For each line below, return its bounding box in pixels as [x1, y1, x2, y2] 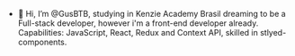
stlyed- [259, 28, 287, 37]
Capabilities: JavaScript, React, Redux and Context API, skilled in [17, 28, 258, 37]
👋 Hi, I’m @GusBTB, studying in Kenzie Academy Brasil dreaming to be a [17, 9, 286, 19]
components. [17, 36, 67, 47]
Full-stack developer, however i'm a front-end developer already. [17, 18, 259, 28]
